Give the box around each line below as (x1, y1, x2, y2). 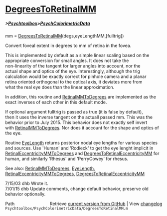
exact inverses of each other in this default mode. (5, 99, 107, 105)
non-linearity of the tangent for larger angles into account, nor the (5, 63, 141, 69)
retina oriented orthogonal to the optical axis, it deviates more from (5, 79, 143, 85)
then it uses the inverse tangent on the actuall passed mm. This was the (5, 114, 153, 120)
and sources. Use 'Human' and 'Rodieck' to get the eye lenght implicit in (5, 145, 154, 151)
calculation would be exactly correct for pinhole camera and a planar (5, 73, 147, 79)
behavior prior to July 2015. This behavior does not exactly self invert (5, 119, 148, 125)
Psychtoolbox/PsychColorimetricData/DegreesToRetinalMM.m (5, 206, 128, 211)
